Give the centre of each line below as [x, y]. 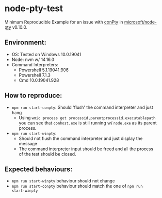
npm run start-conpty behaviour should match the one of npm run [77, 186]
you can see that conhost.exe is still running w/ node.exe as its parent [88, 123]
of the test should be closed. [47, 154]
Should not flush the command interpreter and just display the [81, 138]
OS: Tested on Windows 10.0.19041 [46, 54]
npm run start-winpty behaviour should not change [63, 181]
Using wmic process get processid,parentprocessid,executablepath [87, 118]
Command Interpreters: [35, 64]
